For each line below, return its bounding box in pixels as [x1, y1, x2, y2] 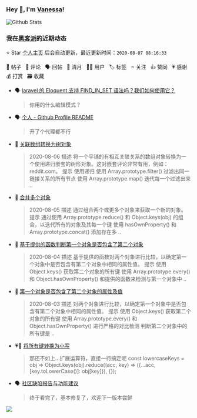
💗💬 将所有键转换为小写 [14, 342, 70, 349]
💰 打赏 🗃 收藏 [6, 72, 44, 79]
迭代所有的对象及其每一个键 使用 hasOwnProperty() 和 [45, 220, 176, 228]
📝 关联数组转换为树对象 [14, 141, 72, 148]
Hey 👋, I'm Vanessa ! [6, 5, 65, 14]
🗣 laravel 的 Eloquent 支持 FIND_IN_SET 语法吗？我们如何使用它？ [14, 86, 175, 93]
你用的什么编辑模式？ [29, 101, 81, 108]
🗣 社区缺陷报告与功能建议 [14, 379, 79, 387]
